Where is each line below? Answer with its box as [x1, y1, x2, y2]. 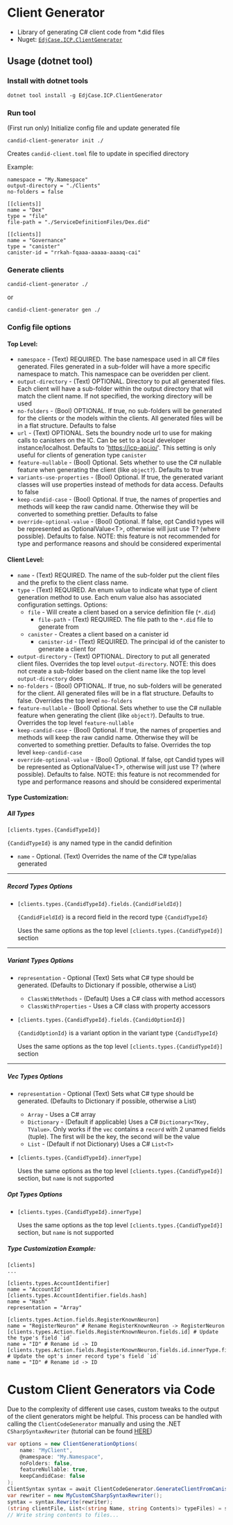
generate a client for [37, 644, 96, 653]
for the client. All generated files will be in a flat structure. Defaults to [17, 689, 214, 697]
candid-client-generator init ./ [7, 137, 104, 144]
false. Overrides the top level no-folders [17, 696, 133, 705]
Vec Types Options [7, 1072, 64, 1080]
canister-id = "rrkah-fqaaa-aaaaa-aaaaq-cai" [7, 248, 141, 256]
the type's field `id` [7, 1334, 73, 1341]
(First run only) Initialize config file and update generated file [7, 124, 180, 132]
